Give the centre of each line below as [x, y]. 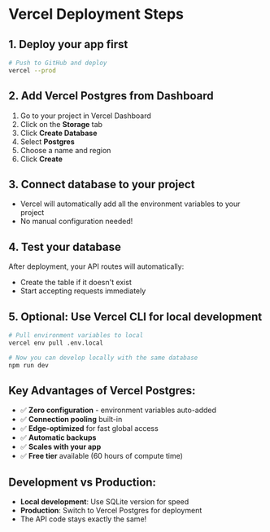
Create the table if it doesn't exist [76, 283]
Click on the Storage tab [61, 124]
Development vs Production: [83, 482]
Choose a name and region [65, 150]
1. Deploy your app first [68, 44]
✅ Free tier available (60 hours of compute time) [101, 456]
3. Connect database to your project [102, 184]
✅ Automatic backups [58, 437]
